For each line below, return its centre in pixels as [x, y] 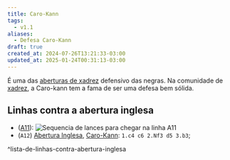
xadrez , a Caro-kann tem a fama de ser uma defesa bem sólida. [101, 88]
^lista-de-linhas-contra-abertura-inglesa [67, 149]
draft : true [25, 47]
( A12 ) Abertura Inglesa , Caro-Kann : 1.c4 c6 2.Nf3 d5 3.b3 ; [104, 135]
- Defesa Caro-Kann [43, 41]
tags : [15, 21]
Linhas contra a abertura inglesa [81, 111]
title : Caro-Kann [33, 14]
